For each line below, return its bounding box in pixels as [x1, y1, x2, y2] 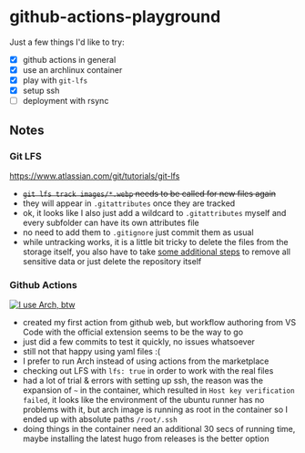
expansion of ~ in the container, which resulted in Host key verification [22, 385, 295, 396]
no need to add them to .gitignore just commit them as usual [22, 226, 254, 238]
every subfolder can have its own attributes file [22, 217, 200, 228]
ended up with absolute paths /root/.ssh [22, 414, 178, 425]
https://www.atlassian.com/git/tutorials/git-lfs [9, 170, 180, 181]
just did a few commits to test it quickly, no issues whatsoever [22, 336, 255, 347]
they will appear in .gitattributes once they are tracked [22, 198, 236, 209]
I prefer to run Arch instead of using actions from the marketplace [22, 355, 269, 366]
